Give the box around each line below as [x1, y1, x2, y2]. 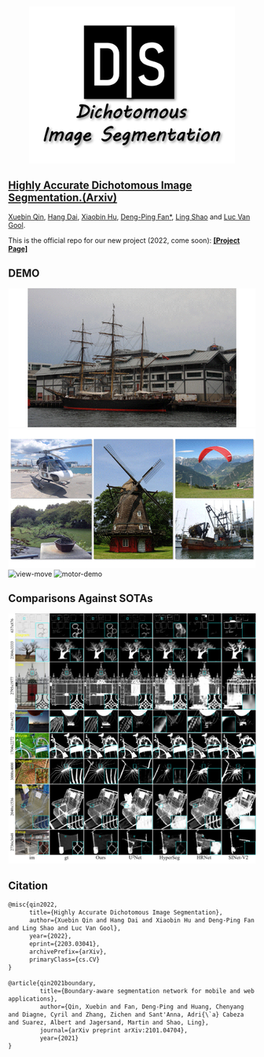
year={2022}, [28, 932, 72, 940]
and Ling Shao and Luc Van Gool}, [8, 924, 122, 932]
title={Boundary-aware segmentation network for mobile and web [39, 987, 255, 995]
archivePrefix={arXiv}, [28, 948, 108, 956]
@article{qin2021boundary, [8, 979, 97, 987]
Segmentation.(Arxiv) [8, 191, 118, 204]
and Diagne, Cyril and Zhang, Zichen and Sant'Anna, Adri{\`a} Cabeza [8, 1011, 244, 1018]
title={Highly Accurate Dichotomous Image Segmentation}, [28, 908, 223, 916]
